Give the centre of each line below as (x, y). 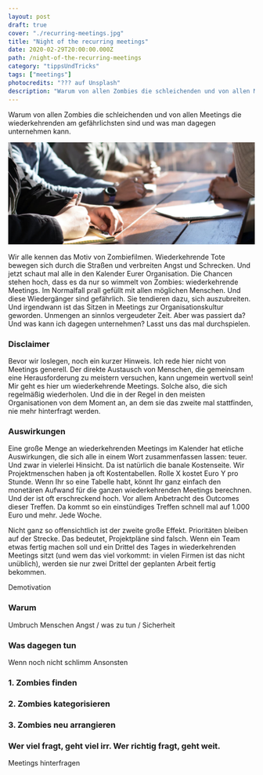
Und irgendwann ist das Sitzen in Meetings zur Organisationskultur (116, 307)
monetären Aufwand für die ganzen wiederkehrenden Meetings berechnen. (130, 490)
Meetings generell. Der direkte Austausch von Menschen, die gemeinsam (126, 369)
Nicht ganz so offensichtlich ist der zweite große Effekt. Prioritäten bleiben (128, 531)
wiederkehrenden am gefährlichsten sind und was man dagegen (112, 122)
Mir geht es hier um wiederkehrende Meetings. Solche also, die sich (118, 386)
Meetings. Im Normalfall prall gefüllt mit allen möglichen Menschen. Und (124, 290)
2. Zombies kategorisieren (59, 704)
